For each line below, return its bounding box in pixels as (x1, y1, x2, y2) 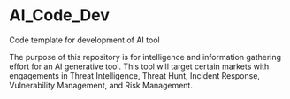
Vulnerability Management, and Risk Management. (9, 80, 193, 90)
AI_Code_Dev (9, 5, 111, 26)
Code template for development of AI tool (9, 34, 161, 45)
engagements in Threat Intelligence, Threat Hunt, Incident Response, (9, 70, 261, 80)
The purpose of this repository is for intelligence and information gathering (9, 51, 281, 62)
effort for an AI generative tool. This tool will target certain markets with (9, 61, 270, 72)
